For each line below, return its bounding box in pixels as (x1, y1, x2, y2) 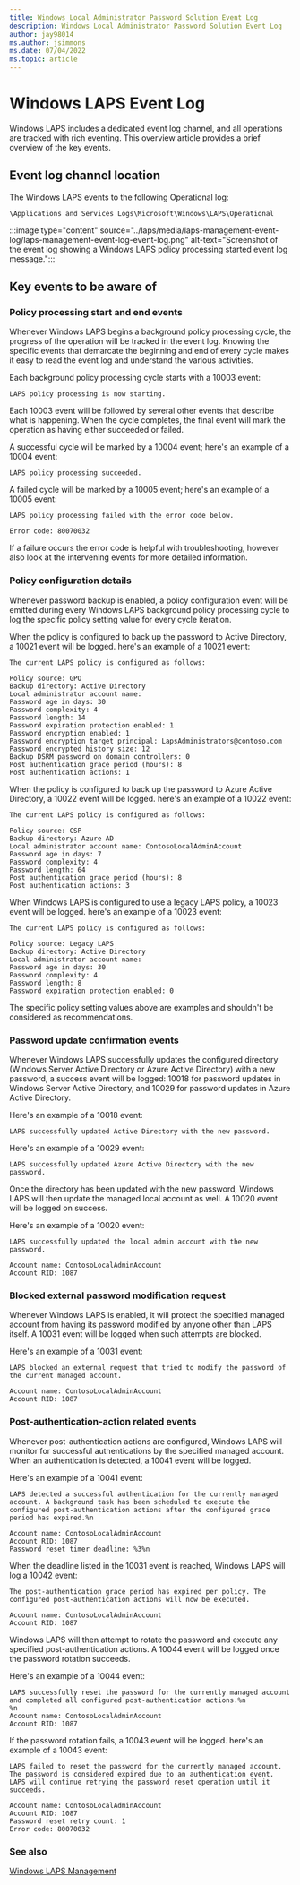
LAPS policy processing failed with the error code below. (9, 512, 235, 521)
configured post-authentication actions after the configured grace (9, 1505, 270, 1514)
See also (9, 1845, 47, 1857)
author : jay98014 (9, 30, 74, 39)
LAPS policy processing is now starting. (9, 390, 167, 399)
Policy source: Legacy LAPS (9, 939, 115, 948)
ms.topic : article (9, 55, 78, 64)
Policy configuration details (9, 574, 132, 587)
